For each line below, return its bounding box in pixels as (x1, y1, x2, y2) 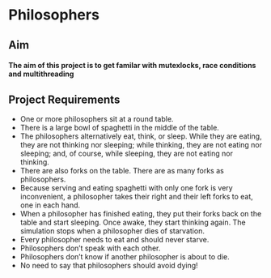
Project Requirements (8, 92, 121, 106)
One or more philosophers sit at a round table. (19, 113, 174, 123)
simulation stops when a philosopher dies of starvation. (19, 225, 205, 236)
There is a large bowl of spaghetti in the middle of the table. (19, 122, 220, 132)
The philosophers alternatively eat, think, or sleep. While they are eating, (19, 131, 262, 141)
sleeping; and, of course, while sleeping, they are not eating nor (19, 148, 233, 158)
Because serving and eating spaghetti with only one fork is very (19, 182, 233, 192)
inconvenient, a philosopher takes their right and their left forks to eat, (19, 191, 253, 201)
